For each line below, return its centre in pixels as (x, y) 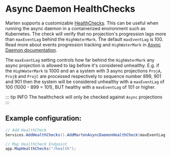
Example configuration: (43, 119)
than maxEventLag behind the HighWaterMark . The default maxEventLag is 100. (84, 39)
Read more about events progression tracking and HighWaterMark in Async (83, 44)
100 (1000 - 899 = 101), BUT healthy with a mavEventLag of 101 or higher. (80, 87)
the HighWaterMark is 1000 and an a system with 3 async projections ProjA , (83, 71)
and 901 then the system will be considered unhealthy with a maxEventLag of (85, 82)
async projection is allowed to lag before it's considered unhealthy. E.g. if (82, 65)
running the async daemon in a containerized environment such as (75, 28)
